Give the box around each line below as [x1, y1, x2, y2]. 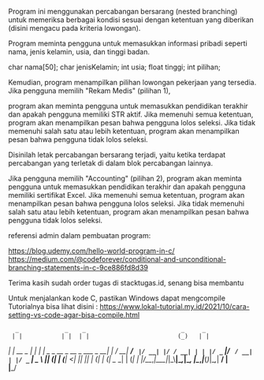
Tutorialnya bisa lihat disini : [8, 302, 99, 311]
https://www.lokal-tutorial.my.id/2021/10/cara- [99, 302, 250, 311]
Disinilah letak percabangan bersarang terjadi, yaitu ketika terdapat [8, 150, 226, 159]
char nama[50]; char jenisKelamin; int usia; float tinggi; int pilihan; [8, 62, 221, 72]
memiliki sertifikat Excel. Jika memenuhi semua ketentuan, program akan [8, 191, 245, 199]
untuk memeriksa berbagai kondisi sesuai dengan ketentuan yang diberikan [8, 15, 255, 24]
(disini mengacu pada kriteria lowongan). [8, 24, 141, 32]
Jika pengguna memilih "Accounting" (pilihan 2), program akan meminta [8, 173, 242, 183]
